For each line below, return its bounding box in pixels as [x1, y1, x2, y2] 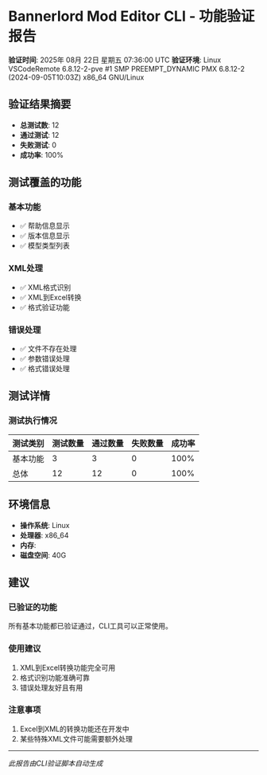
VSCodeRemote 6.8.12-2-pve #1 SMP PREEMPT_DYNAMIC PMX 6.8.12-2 [8, 64, 245, 73]
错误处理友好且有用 [19, 683, 83, 692]
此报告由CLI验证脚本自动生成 [8, 758, 103, 768]
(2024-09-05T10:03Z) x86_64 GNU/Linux [8, 72, 145, 82]
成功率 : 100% [19, 150, 64, 159]
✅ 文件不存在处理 [19, 344, 77, 354]
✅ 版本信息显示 [19, 231, 70, 241]
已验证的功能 [8, 601, 58, 613]
